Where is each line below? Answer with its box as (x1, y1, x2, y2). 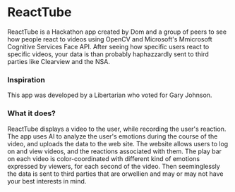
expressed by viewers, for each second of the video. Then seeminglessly (7, 162, 220, 170)
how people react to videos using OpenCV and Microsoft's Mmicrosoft (7, 34, 213, 43)
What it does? (7, 108, 56, 118)
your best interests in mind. (7, 177, 87, 185)
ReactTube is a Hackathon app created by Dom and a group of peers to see (7, 27, 227, 36)
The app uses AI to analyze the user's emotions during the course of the (7, 132, 218, 141)
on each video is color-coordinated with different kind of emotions (7, 154, 200, 162)
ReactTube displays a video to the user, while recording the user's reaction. (7, 124, 227, 133)
